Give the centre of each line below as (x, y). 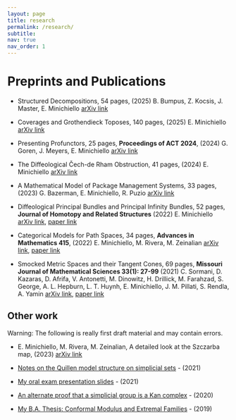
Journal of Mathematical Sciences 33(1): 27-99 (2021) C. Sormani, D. (120, 271)
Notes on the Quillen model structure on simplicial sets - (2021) (109, 368)
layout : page (26, 14)
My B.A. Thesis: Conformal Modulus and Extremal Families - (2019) (115, 409)
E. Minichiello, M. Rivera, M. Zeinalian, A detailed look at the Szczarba (119, 347)
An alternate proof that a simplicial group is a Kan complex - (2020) (115, 395)
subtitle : (22, 33)
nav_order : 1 (26, 47)
